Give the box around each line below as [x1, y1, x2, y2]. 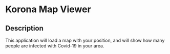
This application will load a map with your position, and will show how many [5, 37, 165, 43]
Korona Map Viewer [5, 4, 91, 15]
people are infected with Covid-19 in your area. [5, 43, 104, 49]
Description [5, 24, 44, 33]
